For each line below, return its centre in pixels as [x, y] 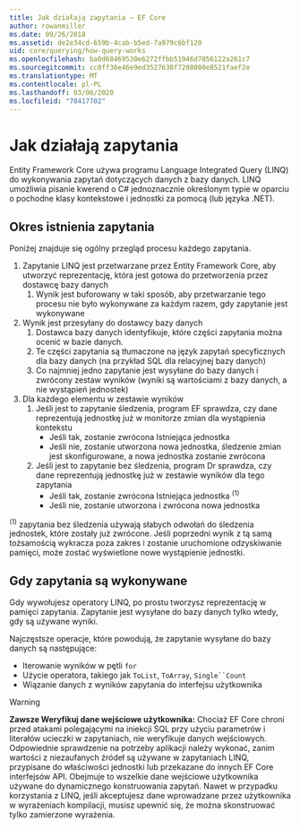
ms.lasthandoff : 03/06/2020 [62, 92]
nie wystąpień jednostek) [82, 390]
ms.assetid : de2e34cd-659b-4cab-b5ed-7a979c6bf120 [106, 43]
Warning [25, 702]
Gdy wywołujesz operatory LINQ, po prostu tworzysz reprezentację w [138, 602]
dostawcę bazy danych [65, 285]
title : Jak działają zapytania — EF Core [88, 17]
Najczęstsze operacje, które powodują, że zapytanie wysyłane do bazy [140, 639]
